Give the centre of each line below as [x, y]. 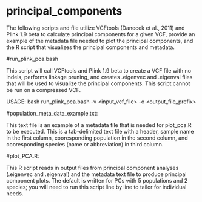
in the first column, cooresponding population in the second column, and [97, 138]
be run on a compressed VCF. [43, 90]
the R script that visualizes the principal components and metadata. [90, 47]
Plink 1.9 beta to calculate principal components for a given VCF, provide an [101, 34]
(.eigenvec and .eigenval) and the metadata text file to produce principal [96, 174]
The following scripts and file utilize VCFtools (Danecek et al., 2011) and [96, 28]
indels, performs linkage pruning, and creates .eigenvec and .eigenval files [99, 77]
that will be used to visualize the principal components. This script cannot [98, 83]
